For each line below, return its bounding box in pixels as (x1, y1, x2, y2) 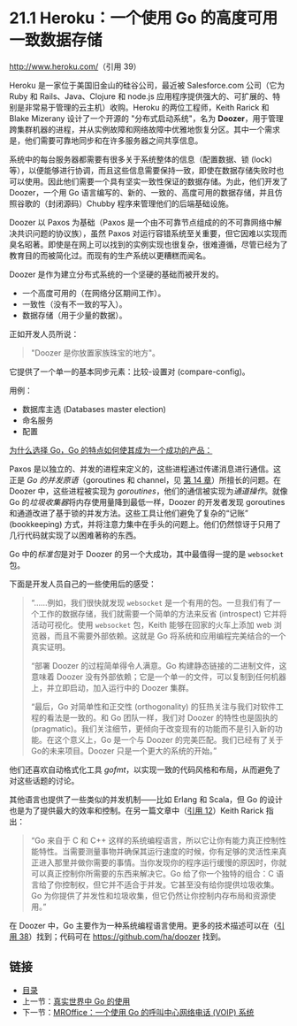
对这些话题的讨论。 (9, 775, 80, 785)
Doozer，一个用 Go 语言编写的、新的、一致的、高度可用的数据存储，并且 (9, 187, 276, 197)
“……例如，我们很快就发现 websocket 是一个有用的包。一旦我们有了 (30, 597, 274, 608)
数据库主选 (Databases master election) (21, 403, 166, 414)
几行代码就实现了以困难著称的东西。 (9, 530, 141, 540)
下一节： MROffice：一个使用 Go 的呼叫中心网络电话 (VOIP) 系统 (21, 1007, 255, 1017)
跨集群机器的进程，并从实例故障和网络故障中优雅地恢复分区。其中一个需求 (9, 124, 280, 134)
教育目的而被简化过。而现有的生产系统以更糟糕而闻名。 (9, 249, 210, 261)
